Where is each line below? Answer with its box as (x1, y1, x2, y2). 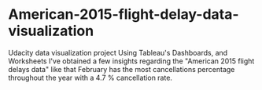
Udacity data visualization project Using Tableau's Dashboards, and (8, 48, 228, 57)
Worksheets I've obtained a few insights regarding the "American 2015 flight (8, 56, 255, 66)
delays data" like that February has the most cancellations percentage (8, 64, 235, 74)
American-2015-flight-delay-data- (8, 5, 239, 23)
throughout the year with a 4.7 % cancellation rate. (8, 73, 173, 82)
